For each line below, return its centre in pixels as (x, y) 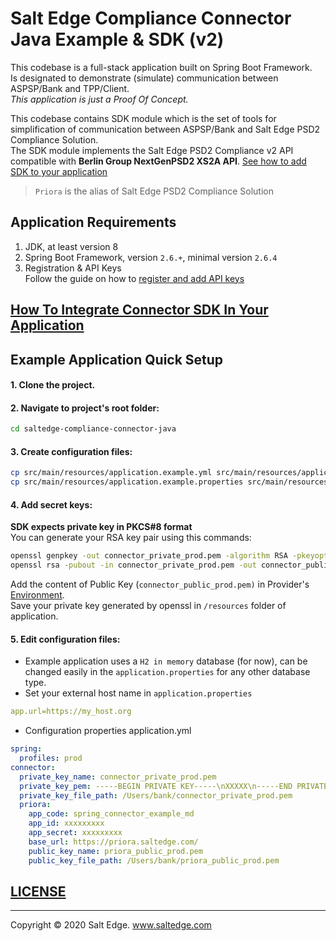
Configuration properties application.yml (108, 731)
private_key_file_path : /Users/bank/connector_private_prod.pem (156, 795)
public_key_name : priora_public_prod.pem (115, 851)
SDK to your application (59, 171)
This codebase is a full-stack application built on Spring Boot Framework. (161, 67)
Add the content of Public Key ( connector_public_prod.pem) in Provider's (160, 584)
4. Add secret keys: (51, 504)
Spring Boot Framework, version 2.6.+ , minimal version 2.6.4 (151, 257)
